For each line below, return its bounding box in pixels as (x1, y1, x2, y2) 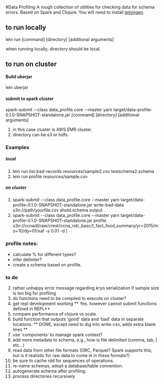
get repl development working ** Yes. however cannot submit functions (12, 300, 157, 307)
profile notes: (5, 240, 39, 247)
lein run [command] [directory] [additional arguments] (5, 36, 114, 42)
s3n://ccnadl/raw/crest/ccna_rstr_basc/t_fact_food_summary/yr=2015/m (12, 223, 159, 229)
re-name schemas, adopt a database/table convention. (12, 363, 123, 369)
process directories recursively (12, 373, 75, 379)
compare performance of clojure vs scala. (12, 311, 97, 317)
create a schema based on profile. (12, 261, 82, 268)
